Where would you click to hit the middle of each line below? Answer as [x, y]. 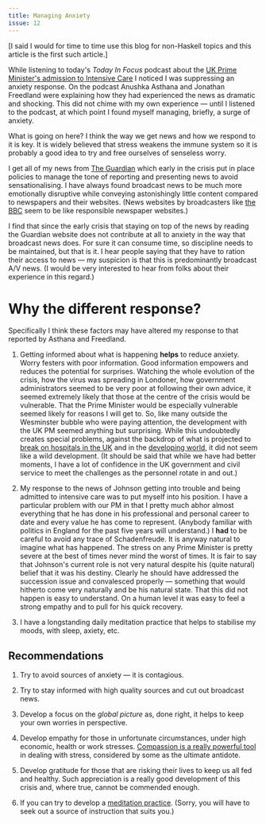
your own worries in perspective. [73, 723]
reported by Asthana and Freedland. [67, 339]
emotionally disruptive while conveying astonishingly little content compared [133, 193]
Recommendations [56, 656]
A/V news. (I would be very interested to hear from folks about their [118, 268]
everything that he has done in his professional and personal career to [135, 514]
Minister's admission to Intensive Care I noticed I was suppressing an [121, 78]
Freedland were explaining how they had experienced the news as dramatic [132, 95]
